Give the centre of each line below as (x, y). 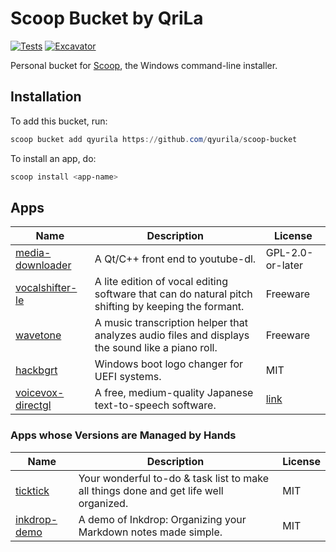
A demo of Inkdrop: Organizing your (162, 519)
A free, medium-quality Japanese (174, 393)
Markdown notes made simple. (150, 532)
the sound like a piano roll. (156, 348)
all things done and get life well (151, 490)
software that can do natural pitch (173, 294)
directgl (33, 405)
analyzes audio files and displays (172, 335)
